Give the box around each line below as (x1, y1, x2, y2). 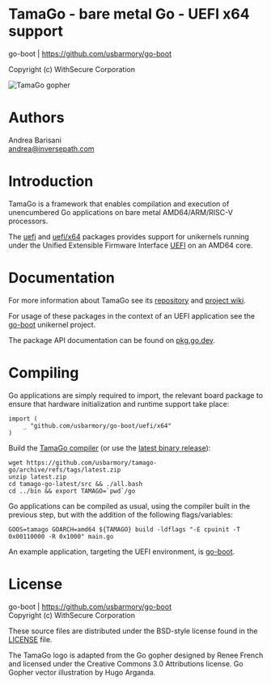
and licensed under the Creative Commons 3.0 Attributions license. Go (8, 658, 244, 668)
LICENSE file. (8, 634, 53, 644)
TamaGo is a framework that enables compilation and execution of (8, 199, 230, 209)
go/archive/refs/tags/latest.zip (8, 466, 121, 474)
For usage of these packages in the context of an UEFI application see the (8, 311, 256, 320)
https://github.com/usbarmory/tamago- (26, 459, 158, 467)
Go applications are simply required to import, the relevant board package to (8, 390, 264, 400)
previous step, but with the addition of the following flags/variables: (8, 510, 233, 519)
